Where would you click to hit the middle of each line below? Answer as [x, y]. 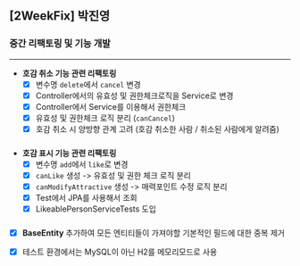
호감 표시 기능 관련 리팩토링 [69, 153]
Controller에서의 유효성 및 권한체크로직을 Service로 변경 [134, 96]
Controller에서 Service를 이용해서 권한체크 [111, 106]
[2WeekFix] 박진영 [60, 16]
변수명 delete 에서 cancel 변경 [88, 84]
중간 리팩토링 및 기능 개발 [60, 44]
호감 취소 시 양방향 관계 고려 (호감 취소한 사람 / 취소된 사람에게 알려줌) [157, 129]
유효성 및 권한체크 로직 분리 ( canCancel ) [105, 118]
